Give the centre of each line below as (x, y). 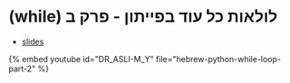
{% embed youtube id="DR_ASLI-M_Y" (82, 59)
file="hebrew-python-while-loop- (219, 59)
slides (33, 41)
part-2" (22, 69)
